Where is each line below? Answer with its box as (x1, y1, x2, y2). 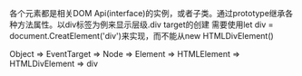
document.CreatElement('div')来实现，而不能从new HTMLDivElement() (9, 31, 274, 41)
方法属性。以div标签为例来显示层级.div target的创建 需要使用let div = (16, 19, 274, 30)
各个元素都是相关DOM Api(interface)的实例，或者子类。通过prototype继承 (9, 8, 286, 18)
